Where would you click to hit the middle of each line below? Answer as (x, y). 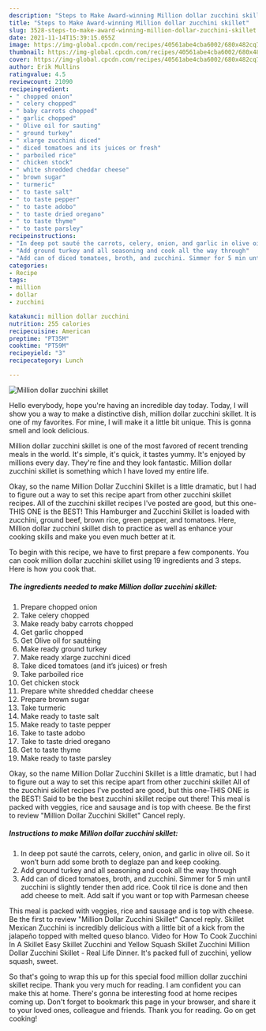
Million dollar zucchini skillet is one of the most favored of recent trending (129, 446)
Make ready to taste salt (60, 716)
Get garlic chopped (52, 632)
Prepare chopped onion (59, 606)
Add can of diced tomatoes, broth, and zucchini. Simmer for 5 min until (135, 878)
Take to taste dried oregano (66, 741)
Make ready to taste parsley (66, 758)
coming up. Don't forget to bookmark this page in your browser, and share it (132, 1002)
